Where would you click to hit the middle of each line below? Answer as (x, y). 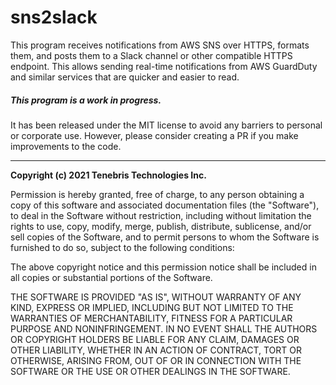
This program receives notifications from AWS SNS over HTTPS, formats (160, 45)
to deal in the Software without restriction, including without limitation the (161, 215)
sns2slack (54, 17)
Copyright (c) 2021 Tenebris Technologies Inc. (108, 175)
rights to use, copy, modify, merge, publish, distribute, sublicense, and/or (161, 226)
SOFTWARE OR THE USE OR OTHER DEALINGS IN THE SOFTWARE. (150, 371)
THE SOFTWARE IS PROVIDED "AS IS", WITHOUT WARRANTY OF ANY (156, 297)
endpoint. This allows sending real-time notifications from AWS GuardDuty (164, 66)
